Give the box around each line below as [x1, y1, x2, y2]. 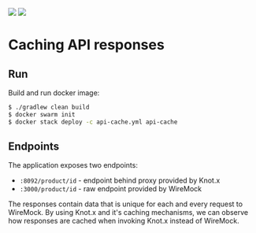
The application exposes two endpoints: [8, 161, 138, 170]
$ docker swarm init [8, 110, 76, 118]
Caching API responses [8, 36, 165, 54]
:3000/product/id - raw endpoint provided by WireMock [19, 184, 202, 194]
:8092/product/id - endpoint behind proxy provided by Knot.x [19, 176, 221, 185]
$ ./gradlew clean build [8, 103, 90, 111]
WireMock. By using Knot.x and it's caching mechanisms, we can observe [8, 208, 249, 217]
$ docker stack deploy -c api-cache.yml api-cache [8, 118, 178, 126]
